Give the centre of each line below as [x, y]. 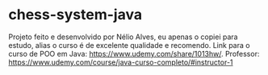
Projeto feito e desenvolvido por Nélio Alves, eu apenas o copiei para [123, 37]
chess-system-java [75, 15]
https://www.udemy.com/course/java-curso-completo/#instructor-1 [121, 62]
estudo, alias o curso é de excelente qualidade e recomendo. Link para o [129, 45]
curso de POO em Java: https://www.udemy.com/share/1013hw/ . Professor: [134, 53]
